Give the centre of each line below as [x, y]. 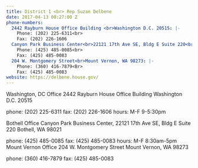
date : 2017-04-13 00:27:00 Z [42, 17]
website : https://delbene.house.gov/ [52, 77]
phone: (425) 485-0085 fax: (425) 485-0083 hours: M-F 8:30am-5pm [92, 141]
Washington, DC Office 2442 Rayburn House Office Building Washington [94, 94]
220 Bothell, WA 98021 [34, 130]
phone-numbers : [25, 22]
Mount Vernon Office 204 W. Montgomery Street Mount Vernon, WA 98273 [97, 147]
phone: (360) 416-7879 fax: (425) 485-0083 [60, 159]
